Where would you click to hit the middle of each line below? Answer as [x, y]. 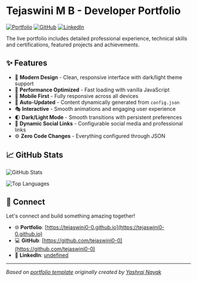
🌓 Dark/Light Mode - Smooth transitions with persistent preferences [98, 117]
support [24, 83]
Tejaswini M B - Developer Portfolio [94, 11]
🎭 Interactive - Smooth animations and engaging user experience [95, 109]
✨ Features [27, 63]
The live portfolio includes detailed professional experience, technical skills [97, 38]
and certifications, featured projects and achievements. [73, 45]
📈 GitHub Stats [35, 155]
